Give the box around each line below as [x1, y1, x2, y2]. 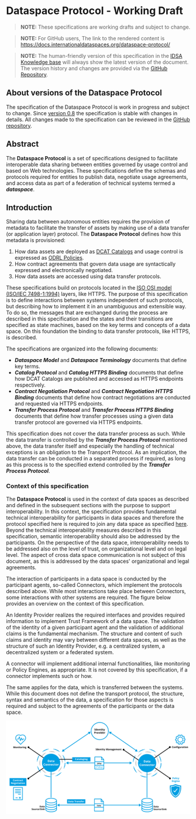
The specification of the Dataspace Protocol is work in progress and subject [6, 104, 190, 111]
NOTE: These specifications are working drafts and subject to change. [20, 23, 191, 30]
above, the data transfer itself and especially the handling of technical [6, 443, 174, 450]
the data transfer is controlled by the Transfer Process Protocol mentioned [6, 436, 188, 443]
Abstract [6, 139, 39, 149]
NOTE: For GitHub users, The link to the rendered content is [20, 35, 165, 42]
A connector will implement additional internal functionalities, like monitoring [6, 660, 190, 667]
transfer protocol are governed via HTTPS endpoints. [14, 419, 143, 426]
